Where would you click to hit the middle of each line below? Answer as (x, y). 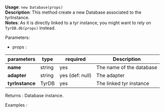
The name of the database (127, 67)
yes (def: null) (76, 75)
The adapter (110, 75)
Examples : (16, 105)
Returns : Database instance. (34, 96)
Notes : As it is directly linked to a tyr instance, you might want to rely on (78, 23)
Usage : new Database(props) (34, 7)
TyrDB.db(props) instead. (30, 28)
